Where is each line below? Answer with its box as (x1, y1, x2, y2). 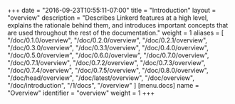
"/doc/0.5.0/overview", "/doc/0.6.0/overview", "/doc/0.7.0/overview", (7, 51, 209, 59)
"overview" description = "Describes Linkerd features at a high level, (7, 13, 209, 22)
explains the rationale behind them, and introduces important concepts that (7, 21, 229, 29)
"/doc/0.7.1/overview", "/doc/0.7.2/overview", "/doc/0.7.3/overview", (7, 59, 206, 67)
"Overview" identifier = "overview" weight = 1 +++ (7, 88, 155, 97)
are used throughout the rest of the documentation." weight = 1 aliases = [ (7, 28, 224, 37)
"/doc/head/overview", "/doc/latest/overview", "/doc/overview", (7, 74, 194, 82)
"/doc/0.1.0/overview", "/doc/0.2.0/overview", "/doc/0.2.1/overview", (7, 36, 208, 45)
